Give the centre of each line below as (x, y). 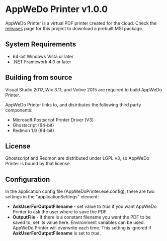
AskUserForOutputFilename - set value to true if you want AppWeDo (85, 206)
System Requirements (41, 44)
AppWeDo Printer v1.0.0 (57, 9)
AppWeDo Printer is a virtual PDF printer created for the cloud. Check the (81, 23)
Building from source (39, 78)
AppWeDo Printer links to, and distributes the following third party (73, 104)
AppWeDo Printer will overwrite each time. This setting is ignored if (82, 228)
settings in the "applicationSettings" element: (52, 197)
